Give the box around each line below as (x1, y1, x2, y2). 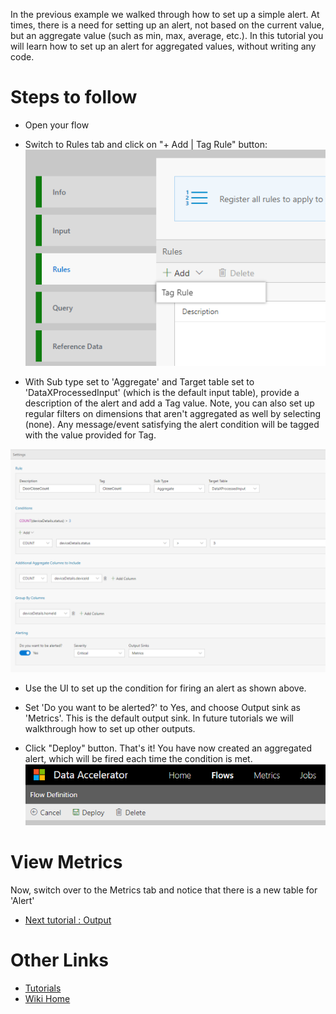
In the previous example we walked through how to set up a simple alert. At (10, 9, 320, 20)
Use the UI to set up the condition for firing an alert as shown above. (24, 682, 307, 694)
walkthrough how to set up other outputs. (24, 723, 196, 735)
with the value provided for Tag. (24, 429, 157, 441)
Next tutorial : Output (24, 914, 112, 926)
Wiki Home (24, 993, 71, 1005)
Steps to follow (10, 86, 138, 109)
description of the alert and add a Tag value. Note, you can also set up (24, 397, 315, 409)
